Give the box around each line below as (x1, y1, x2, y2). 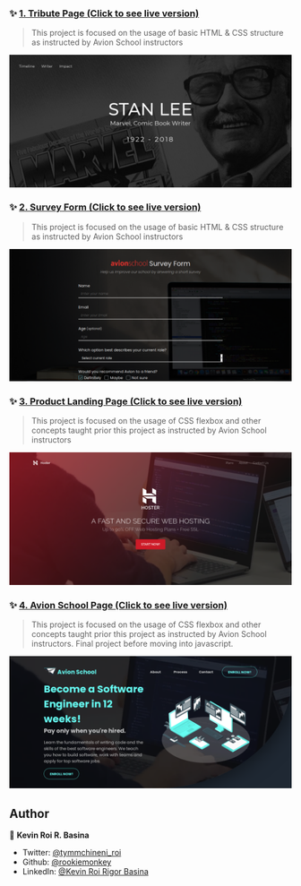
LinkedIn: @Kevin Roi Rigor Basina (21, 866, 150, 876)
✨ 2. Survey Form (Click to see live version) (9, 201, 202, 213)
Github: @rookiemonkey (21, 856, 112, 867)
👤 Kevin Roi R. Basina (9, 830, 90, 840)
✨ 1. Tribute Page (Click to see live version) (9, 7, 200, 20)
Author (9, 805, 49, 821)
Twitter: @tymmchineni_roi (21, 847, 122, 857)
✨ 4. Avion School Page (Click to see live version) (9, 598, 228, 611)
